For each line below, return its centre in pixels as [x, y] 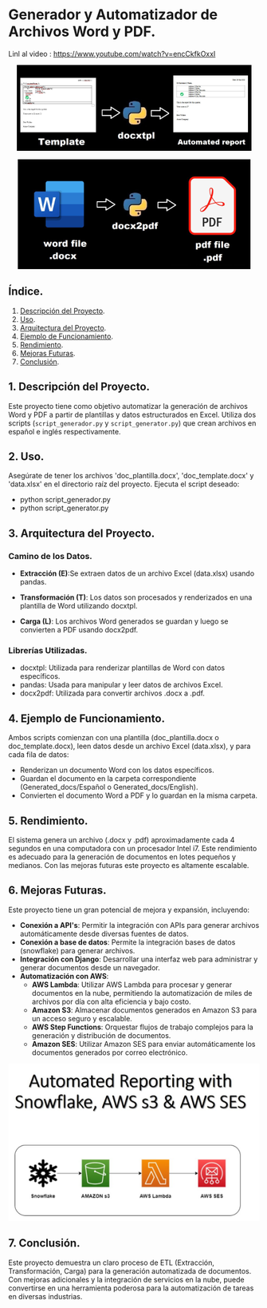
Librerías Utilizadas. [48, 650]
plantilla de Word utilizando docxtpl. [79, 606]
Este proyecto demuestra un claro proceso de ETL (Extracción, [112, 1262]
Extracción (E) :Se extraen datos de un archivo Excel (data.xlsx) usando [137, 573]
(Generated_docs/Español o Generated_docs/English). [109, 787]
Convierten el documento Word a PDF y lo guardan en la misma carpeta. [138, 795]
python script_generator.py [64, 508]
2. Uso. [26, 456]
